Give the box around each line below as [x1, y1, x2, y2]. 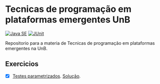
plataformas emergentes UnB [5, 14, 130, 25]
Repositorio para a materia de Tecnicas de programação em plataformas [5, 40, 155, 46]
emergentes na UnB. [5, 45, 48, 51]
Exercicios [5, 60, 39, 68]
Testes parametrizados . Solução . [12, 73, 81, 79]
